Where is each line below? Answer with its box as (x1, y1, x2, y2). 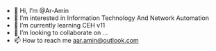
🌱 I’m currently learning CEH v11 (13, 21, 106, 29)
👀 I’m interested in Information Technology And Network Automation (13, 14, 210, 22)
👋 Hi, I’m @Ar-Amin (13, 7, 69, 14)
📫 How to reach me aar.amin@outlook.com (13, 37, 139, 44)
